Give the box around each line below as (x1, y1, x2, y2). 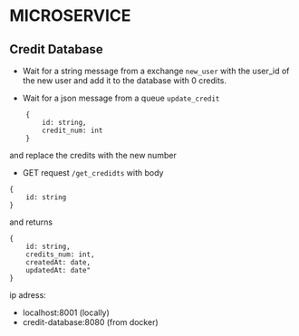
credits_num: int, (25, 250, 95, 259)
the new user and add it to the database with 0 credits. (22, 75, 227, 86)
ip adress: (9, 290, 47, 300)
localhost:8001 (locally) (22, 307, 111, 318)
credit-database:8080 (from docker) (22, 317, 159, 327)
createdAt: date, (25, 258, 92, 267)
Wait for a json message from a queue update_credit (22, 92, 220, 103)
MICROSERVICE (9, 5, 131, 26)
